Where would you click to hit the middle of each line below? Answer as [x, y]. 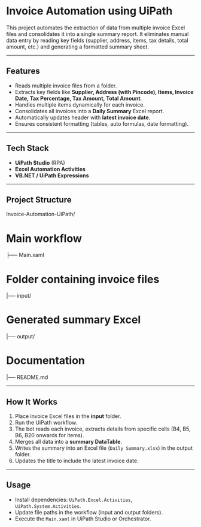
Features [23, 71]
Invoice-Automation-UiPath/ [41, 214]
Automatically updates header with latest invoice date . [83, 117]
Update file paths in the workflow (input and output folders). [89, 512]
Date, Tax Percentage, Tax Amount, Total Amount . [78, 98]
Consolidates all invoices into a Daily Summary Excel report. [89, 111]
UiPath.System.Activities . [48, 506]
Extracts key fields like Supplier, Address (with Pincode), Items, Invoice [104, 92]
